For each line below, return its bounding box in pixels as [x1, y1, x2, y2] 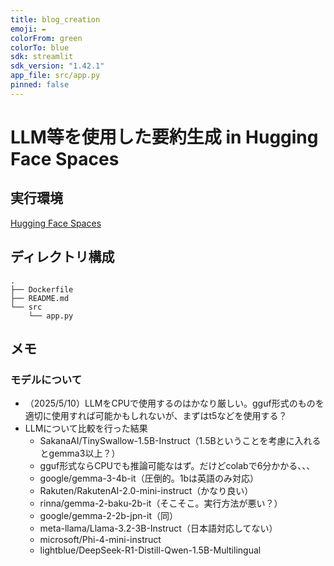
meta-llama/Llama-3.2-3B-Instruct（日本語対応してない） [39, 522, 278, 535]
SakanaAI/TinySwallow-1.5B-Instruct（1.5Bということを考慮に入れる [39, 435, 322, 447]
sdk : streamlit [10, 52, 74, 62]
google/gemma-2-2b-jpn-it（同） [39, 510, 178, 522]
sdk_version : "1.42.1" [10, 61, 105, 71]
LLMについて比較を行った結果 [24, 422, 148, 435]
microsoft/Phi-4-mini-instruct [39, 534, 162, 546]
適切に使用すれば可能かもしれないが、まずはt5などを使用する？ [24, 410, 288, 422]
